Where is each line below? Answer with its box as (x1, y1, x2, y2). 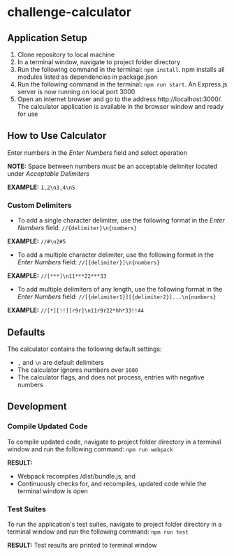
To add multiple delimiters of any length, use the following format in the (17, 285, 223, 294)
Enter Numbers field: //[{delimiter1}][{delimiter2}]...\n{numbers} (17, 292, 217, 301)
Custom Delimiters (7, 200, 72, 210)
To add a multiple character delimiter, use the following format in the (17, 250, 214, 259)
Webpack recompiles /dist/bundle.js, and (17, 472, 136, 480)
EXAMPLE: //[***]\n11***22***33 (7, 271, 107, 280)
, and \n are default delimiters (17, 358, 105, 366)
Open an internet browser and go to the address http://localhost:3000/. (17, 95, 223, 103)
